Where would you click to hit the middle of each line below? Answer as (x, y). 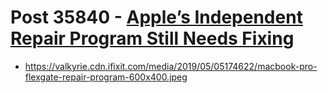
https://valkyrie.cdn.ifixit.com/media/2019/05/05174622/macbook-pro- (171, 66)
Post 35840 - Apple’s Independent (156, 17)
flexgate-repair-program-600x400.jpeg (106, 77)
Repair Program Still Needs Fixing (152, 38)
